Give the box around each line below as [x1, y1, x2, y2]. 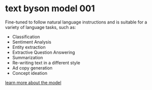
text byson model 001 [5, 3, 95, 14]
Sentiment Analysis [12, 39, 52, 45]
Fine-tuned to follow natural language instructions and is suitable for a [5, 19, 148, 25]
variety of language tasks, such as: [5, 24, 76, 30]
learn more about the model [5, 79, 61, 86]
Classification [12, 34, 40, 40]
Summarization [12, 54, 43, 60]
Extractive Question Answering [12, 49, 75, 55]
